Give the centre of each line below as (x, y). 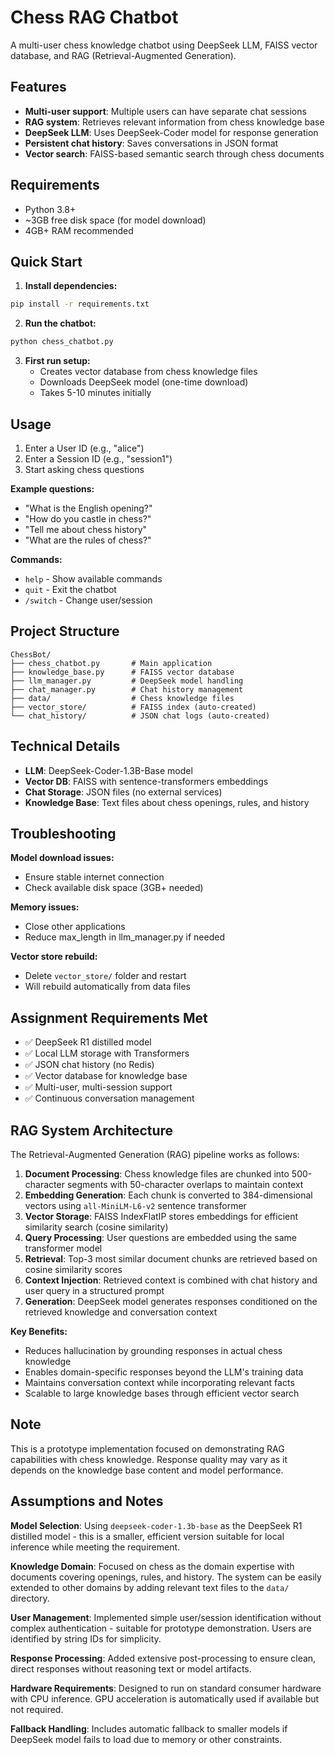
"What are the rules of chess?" (88, 540)
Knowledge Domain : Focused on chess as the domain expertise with (152, 1566)
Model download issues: (62, 858)
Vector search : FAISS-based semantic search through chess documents (174, 153)
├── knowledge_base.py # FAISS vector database (122, 672)
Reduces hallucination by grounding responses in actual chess (153, 1350)
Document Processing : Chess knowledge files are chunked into (157, 1174)
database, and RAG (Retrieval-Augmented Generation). (123, 55)
